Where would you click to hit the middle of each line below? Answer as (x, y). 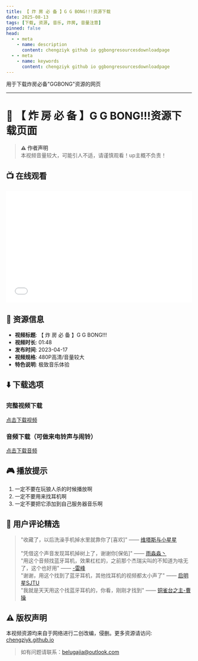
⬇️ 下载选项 (25, 385)
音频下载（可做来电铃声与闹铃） (52, 436)
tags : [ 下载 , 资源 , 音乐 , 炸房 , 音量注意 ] (54, 22)
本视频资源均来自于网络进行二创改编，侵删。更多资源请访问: (79, 633)
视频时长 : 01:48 (33, 342)
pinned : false (24, 28)
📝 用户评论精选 (33, 524)
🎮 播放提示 (27, 471)
